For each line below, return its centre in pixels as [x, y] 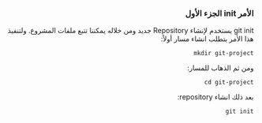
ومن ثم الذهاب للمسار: [221, 68]
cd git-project [229, 83]
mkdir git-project [224, 54]
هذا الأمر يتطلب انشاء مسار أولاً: [207, 39]
